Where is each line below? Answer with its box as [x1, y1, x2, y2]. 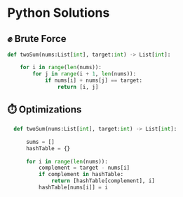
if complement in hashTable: [38, 171, 124, 178]
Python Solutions [7, 5, 110, 21]
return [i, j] [57, 83, 99, 90]
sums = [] [25, 138, 55, 145]
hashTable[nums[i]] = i [38, 184, 109, 191]
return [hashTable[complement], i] [51, 177, 156, 184]
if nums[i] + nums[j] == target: [44, 77, 142, 84]
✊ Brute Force [7, 33, 67, 45]
